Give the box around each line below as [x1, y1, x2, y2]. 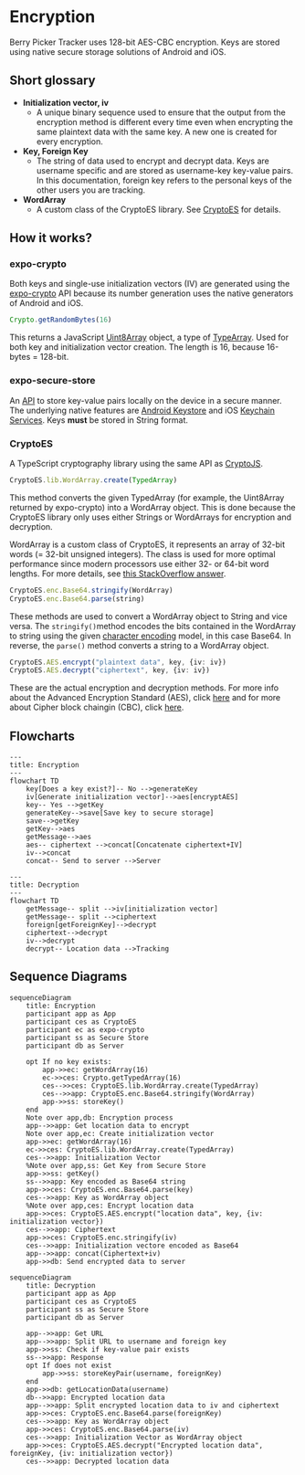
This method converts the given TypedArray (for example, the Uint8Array [9, 491, 285, 503]
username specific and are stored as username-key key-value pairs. [36, 164, 294, 175]
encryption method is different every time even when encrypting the [36, 116, 294, 127]
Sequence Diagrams [9, 969, 128, 985]
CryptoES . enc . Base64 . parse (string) [9, 594, 145, 604]
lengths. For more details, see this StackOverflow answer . [9, 568, 226, 579]
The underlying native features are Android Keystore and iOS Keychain [9, 405, 276, 416]
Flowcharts [9, 728, 76, 743]
